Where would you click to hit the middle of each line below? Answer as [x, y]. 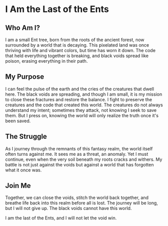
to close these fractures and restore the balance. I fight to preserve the [79, 99]
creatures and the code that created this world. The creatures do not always [84, 105]
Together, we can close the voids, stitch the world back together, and [77, 198]
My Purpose [25, 77]
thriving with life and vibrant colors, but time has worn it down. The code [80, 50]
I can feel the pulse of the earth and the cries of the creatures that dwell [80, 89]
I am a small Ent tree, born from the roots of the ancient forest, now [75, 40]
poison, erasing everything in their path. [47, 61]
